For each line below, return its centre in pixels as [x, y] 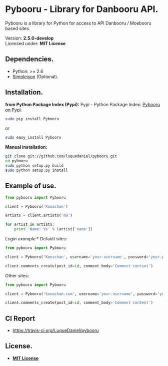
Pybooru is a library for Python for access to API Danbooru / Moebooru [78, 23]
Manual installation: [26, 147]
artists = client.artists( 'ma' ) [39, 216]
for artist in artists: [30, 225]
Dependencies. [29, 59]
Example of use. [31, 186]
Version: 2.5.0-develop [29, 38]
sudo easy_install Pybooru [33, 138]
